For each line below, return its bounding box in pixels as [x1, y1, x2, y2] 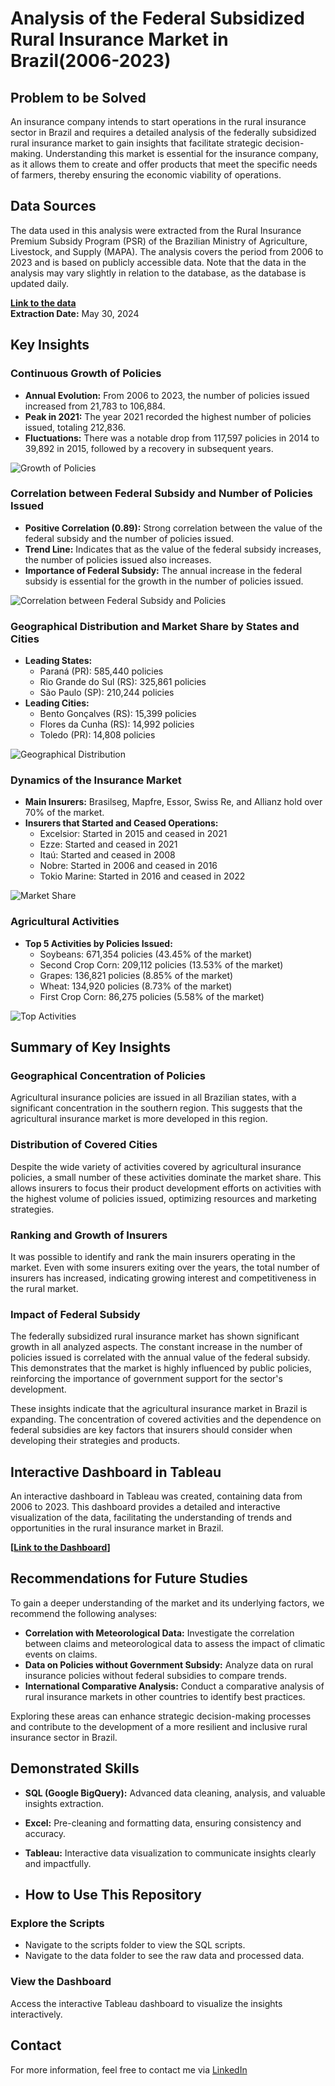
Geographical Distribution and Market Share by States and [10, 619, 300, 633]
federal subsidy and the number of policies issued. [24, 532, 235, 544]
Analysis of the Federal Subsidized [10, 7, 305, 30]
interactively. [10, 2008, 63, 2020]
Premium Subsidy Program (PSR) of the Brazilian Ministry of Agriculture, [10, 235, 308, 247]
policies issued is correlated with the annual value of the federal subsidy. [10, 1352, 311, 1364]
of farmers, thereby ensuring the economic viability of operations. [10, 169, 282, 181]
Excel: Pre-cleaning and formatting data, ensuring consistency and [24, 1817, 302, 1829]
